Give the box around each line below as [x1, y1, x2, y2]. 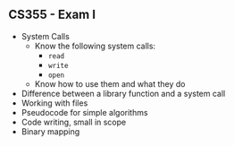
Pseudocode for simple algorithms [21, 107, 148, 117]
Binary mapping [21, 125, 80, 137]
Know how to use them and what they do [34, 78, 186, 89]
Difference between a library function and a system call [21, 88, 226, 99]
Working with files [21, 98, 88, 108]
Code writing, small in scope [21, 116, 127, 127]
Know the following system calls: [34, 40, 156, 51]
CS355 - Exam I [8, 7, 96, 22]
